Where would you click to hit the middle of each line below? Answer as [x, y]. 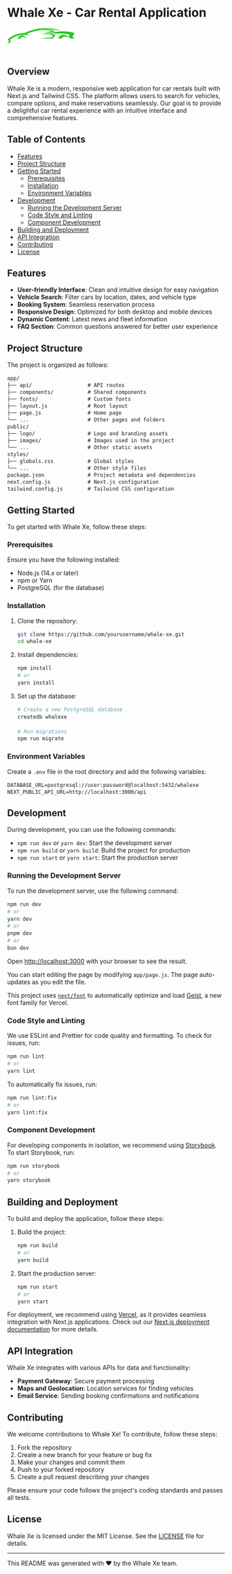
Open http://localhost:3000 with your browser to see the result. [97, 961]
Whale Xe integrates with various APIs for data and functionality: [99, 1368]
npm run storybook [33, 1166]
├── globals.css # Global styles [71, 462]
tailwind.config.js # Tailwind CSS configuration [91, 489]
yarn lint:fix [28, 1112]
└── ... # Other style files [77, 468]
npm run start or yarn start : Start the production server [97, 857]
